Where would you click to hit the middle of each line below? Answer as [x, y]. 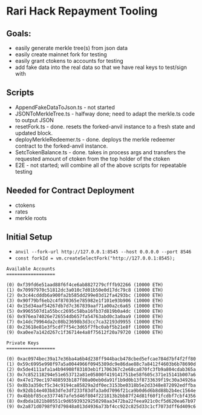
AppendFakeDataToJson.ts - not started [65, 107]
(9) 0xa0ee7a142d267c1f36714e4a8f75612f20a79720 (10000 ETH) [85, 333]
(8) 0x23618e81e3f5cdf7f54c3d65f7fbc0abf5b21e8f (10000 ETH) [85, 327]
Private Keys [23, 343]
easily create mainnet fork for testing [61, 54]
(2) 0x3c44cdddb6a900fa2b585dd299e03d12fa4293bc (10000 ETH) [85, 296]
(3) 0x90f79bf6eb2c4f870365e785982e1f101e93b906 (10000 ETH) [85, 301]
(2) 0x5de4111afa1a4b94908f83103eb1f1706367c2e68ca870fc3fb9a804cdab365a [101, 370]
